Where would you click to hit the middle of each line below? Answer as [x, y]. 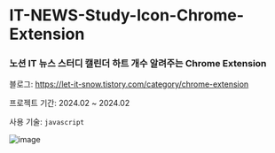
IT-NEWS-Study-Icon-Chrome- [127, 15]
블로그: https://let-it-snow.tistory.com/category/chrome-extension [129, 84]
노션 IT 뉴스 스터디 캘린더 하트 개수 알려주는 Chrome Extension [138, 64]
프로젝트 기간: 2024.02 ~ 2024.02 [70, 103]
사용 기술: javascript [47, 122]
